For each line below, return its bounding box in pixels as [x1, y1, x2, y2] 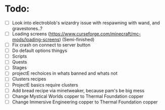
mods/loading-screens [12, 36, 60, 43]
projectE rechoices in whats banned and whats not [12, 70, 118, 76]
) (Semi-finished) [59, 36, 95, 43]
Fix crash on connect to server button [12, 42, 91, 48]
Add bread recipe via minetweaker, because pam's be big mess [12, 87, 145, 93]
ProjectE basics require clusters [12, 82, 79, 88]
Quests [12, 59, 27, 65]
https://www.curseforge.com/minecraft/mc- [49, 31, 141, 37]
